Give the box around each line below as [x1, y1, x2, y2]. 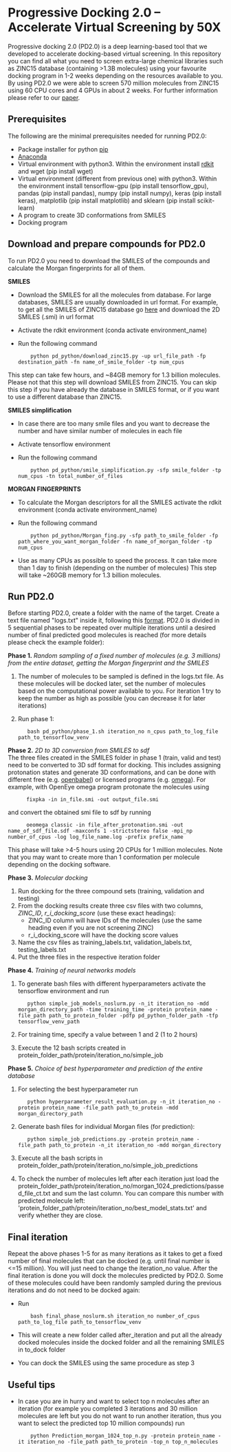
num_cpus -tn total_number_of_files [17, 473, 123, 479]
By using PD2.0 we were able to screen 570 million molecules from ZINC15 [8, 79, 219, 87]
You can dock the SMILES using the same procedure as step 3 [17, 1359, 195, 1367]
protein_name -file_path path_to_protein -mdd [43, 1104, 179, 1112]
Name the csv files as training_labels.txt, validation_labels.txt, [17, 938, 192, 946]
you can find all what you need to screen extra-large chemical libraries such [8, 56, 223, 65]
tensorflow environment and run [17, 987, 109, 995]
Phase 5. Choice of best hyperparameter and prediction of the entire [8, 1064, 203, 1072]
